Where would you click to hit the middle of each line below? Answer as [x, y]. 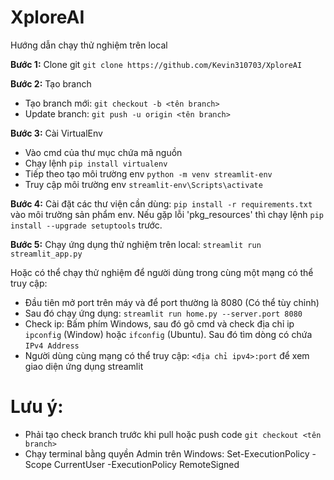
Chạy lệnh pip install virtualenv [96, 163]
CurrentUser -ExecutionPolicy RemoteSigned [146, 464]
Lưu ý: [37, 407]
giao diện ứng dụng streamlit [84, 366]
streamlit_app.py [46, 254]
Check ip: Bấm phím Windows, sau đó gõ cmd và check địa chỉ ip [159, 323]
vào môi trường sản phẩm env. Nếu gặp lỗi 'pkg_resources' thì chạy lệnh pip [167, 214]
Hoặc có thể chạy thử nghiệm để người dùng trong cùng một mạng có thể [162, 272]
